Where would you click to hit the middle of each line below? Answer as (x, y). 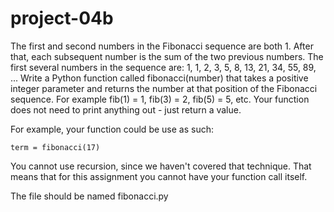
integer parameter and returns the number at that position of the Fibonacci (164, 88)
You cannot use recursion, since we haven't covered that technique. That (161, 166)
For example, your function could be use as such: (112, 129)
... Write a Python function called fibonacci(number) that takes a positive (159, 78)
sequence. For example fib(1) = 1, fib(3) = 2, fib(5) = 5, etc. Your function (160, 99)
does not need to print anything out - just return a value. (126, 109)
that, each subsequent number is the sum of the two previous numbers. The (167, 56)
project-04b (62, 18)
